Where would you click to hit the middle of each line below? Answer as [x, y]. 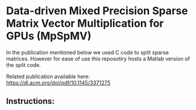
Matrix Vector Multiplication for [85, 23]
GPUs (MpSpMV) [49, 36]
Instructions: [30, 101]
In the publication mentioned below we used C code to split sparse [88, 52]
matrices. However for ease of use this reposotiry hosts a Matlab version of [98, 59]
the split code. [24, 65]
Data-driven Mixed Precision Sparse [97, 11]
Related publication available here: [48, 76]
